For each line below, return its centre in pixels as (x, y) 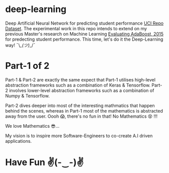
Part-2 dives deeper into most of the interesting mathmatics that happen (80, 105)
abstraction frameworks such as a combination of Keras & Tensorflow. (78, 85)
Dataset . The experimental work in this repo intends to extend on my (76, 28)
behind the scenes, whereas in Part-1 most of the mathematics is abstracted (84, 111)
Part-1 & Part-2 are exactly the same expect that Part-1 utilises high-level (80, 79)
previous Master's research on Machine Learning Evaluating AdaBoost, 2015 (84, 34)
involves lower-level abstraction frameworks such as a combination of (82, 90)
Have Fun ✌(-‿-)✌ (45, 162)
